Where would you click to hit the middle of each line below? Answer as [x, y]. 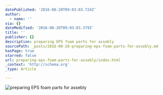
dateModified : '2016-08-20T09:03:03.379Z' [50, 28]
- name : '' [21, 19]
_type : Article [21, 69]
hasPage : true [20, 51]
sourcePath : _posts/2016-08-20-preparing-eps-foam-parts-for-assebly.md [82, 46]
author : [13, 14]
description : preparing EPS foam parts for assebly [59, 42]
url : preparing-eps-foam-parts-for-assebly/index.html [63, 60]
